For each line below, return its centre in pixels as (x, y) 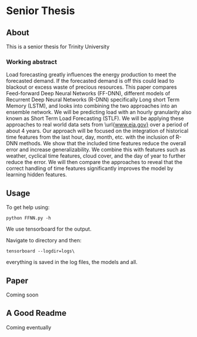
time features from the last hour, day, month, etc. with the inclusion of (90, 137)
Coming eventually (29, 327)
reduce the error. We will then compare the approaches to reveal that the (94, 162)
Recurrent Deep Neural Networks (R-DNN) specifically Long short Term (93, 100)
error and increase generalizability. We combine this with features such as (96, 150)
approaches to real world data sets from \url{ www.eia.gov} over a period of (97, 125)
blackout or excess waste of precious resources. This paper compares (92, 87)
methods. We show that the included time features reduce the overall (103, 144)
